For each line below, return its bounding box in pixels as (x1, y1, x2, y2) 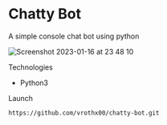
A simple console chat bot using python (8, 31, 140, 41)
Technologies (8, 62, 54, 72)
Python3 (19, 78, 48, 87)
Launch (8, 93, 34, 103)
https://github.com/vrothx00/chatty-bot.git (8, 109, 160, 117)
